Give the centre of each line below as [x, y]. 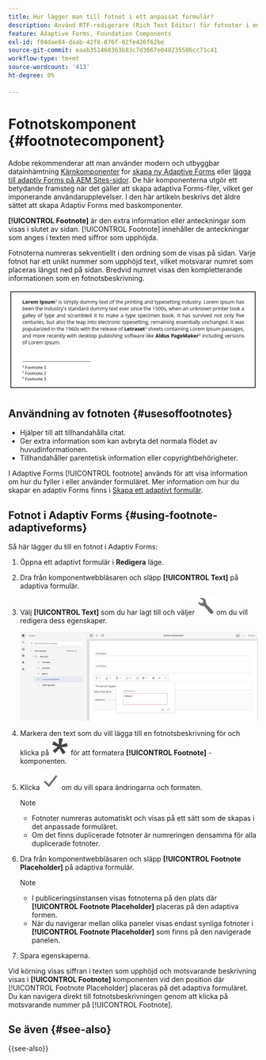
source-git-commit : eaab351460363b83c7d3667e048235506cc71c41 [113, 50]
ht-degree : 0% [32, 75]
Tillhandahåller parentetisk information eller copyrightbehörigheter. [129, 458]
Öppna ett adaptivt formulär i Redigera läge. [92, 562]
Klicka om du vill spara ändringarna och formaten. [111, 787]
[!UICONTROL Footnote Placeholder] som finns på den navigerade [141, 931]
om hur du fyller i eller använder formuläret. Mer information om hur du [124, 482]
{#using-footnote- [171, 515]
